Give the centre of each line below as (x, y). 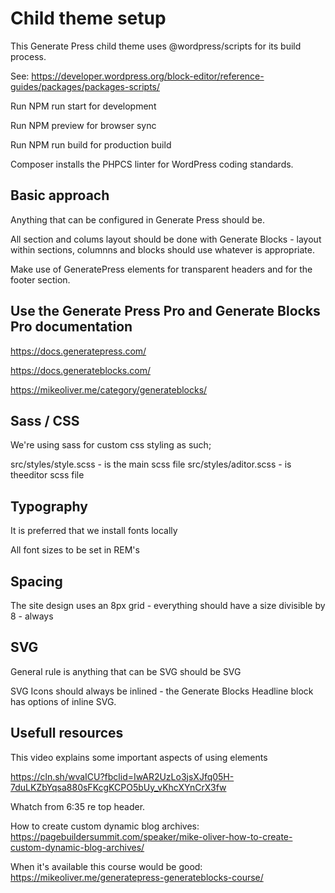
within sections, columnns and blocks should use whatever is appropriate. (162, 249)
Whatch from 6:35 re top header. (78, 806)
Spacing (36, 581)
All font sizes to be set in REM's (75, 550)
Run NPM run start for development (83, 106)
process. (28, 56)
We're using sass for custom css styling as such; (111, 445)
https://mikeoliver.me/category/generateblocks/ (109, 389)
